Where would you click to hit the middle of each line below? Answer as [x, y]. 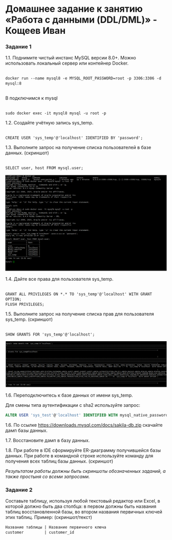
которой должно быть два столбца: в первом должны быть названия [81, 506]
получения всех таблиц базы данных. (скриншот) [59, 461]
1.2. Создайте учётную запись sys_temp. [49, 123]
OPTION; [14, 299]
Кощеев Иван [35, 31]
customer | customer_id [40, 533]
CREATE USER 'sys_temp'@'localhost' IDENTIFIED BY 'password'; [74, 138]
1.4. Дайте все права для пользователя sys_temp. [59, 279]
